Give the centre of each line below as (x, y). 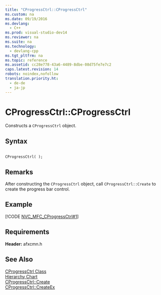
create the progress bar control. (38, 189)
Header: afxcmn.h (24, 244)
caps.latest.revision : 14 (32, 70)
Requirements (27, 232)
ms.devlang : (17, 23)
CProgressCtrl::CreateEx (30, 287)
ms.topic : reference (26, 60)
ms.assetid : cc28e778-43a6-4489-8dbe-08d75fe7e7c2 (58, 65)
